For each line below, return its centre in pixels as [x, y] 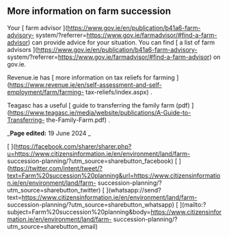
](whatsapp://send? [134, 190]
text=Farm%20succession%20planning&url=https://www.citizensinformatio [114, 175]
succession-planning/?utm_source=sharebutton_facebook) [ [92, 161]
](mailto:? [193, 204]
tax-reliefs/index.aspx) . [119, 92]
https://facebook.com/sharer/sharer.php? [73, 146]
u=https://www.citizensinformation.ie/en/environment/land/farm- [99, 153]
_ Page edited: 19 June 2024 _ [49, 133]
